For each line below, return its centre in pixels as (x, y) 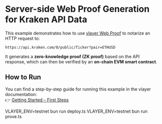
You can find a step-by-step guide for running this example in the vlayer (78, 89)
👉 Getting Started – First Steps (37, 100)
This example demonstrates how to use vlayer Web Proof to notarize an (78, 33)
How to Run (23, 77)
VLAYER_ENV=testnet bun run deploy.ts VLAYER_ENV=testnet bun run (76, 111)
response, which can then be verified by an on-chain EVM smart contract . (81, 62)
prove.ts (14, 116)
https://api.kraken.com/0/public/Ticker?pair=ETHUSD (60, 47)
